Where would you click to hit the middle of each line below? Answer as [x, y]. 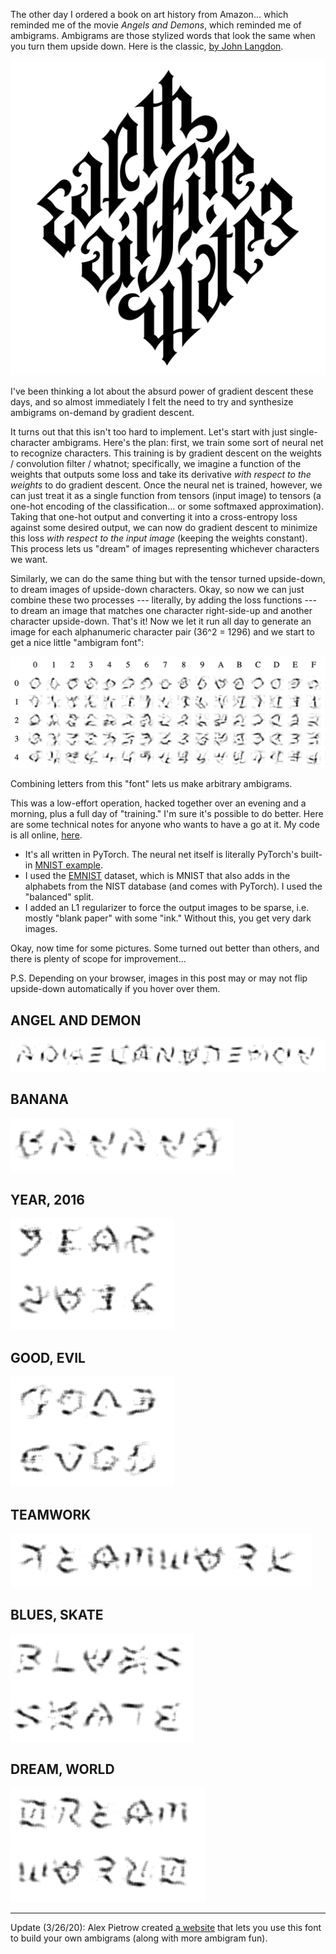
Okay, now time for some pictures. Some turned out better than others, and [165, 948]
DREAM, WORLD [62, 1769]
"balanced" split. [59, 897]
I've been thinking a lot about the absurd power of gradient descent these [162, 391]
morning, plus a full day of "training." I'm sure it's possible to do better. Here [167, 814]
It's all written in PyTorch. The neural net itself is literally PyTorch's [161, 855]
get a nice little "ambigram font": [77, 642]
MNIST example [67, 865]
